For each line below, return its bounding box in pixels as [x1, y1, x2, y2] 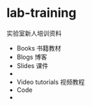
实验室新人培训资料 [6, 29, 62, 37]
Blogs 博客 [16, 53, 47, 61]
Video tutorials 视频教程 [16, 77, 85, 86]
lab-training [6, 5, 77, 21]
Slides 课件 [16, 61, 49, 69]
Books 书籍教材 [16, 44, 61, 52]
